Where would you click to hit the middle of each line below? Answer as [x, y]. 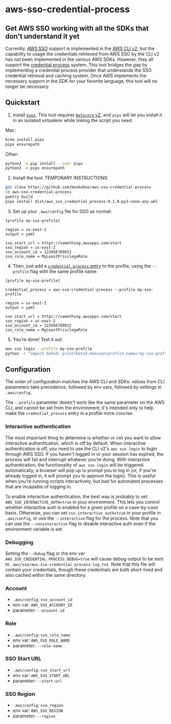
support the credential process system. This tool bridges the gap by [76, 65]
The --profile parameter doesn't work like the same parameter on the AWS [85, 403]
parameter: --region [34, 716]
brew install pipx [25, 139]
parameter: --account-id [38, 610]
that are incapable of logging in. [39, 486]
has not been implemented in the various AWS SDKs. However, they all [79, 59]
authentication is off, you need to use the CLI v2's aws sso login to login [81, 449]
